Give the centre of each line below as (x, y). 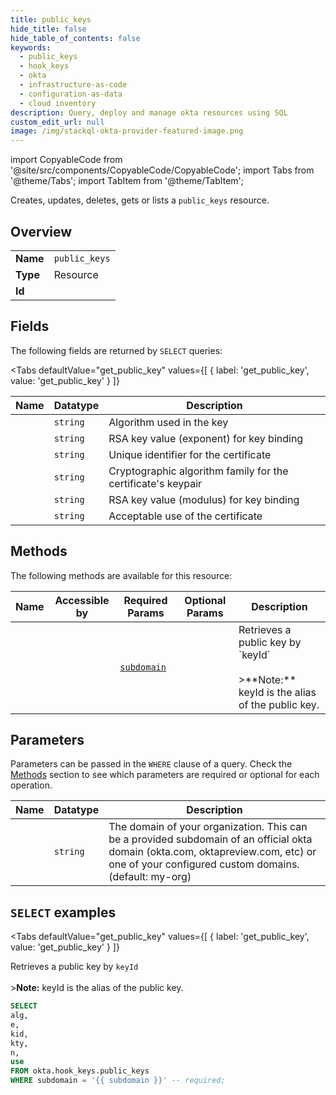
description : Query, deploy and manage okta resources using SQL (149, 112)
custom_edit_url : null (57, 122)
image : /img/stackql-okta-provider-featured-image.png (127, 131)
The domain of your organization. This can (208, 827)
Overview (41, 231)
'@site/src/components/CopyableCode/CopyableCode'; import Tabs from (162, 170)
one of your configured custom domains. (204, 864)
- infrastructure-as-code (73, 85)
